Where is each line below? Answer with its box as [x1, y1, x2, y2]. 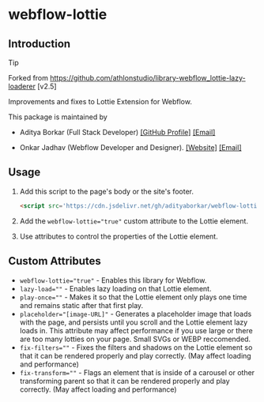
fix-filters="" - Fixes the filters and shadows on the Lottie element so [19, 342, 253, 352]
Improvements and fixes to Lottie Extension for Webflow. [8, 97, 192, 106]
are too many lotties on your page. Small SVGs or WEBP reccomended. [19, 334, 251, 344]
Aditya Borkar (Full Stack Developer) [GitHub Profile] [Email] [19, 128, 216, 137]
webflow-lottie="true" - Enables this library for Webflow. [19, 275, 207, 285]
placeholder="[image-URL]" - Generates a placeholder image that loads [19, 309, 252, 318]
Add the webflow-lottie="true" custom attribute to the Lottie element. [19, 216, 249, 226]
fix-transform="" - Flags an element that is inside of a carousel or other [19, 367, 255, 377]
